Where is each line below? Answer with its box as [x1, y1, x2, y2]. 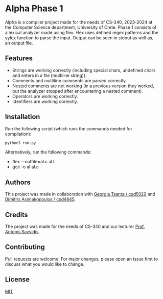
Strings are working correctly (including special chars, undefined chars [12, 67, 156, 73]
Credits [5, 210, 28, 219]
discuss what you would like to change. [5, 261, 85, 267]
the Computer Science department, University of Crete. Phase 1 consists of [5, 24, 157, 30]
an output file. [5, 40, 33, 46]
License [5, 275, 30, 284]
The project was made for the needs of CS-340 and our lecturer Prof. [5, 224, 145, 229]
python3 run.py [5, 140, 36, 145]
